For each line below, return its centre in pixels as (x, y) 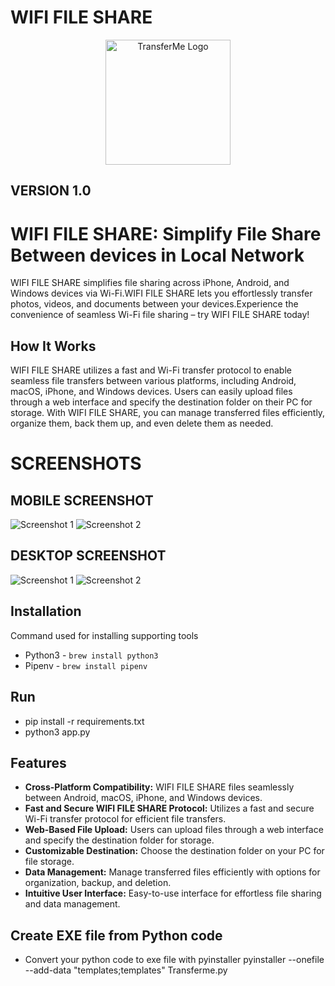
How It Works (53, 346)
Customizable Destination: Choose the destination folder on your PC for (174, 851)
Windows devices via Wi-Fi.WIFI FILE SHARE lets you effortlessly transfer (161, 293)
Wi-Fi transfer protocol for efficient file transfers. (125, 819)
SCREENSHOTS (76, 463)
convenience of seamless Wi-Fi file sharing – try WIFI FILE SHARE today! (160, 315)
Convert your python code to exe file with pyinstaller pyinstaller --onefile (174, 960)
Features (38, 762)
